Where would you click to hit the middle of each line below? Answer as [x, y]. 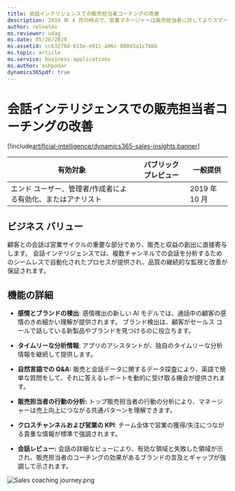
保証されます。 [29, 271]
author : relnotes [33, 27]
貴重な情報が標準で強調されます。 [72, 434]
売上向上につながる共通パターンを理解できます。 [106, 411]
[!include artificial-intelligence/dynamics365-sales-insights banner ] [104, 146]
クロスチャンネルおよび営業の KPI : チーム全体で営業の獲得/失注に [112, 425]
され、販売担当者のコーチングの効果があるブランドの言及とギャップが [119, 457]
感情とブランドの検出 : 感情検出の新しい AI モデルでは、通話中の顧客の [119, 313]
